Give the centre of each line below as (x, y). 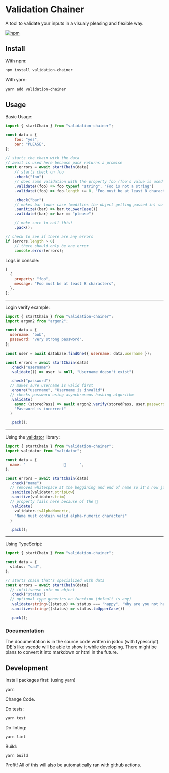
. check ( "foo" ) (29, 177)
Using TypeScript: (24, 544)
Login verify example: (28, 307)
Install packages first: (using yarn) (41, 680)
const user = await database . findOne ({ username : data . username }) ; (78, 353)
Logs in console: (22, 261)
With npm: (16, 61)
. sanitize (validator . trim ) (38, 497)
